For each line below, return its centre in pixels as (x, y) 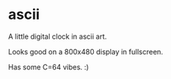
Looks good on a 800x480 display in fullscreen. (86, 51)
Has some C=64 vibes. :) (48, 67)
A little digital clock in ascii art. (58, 36)
